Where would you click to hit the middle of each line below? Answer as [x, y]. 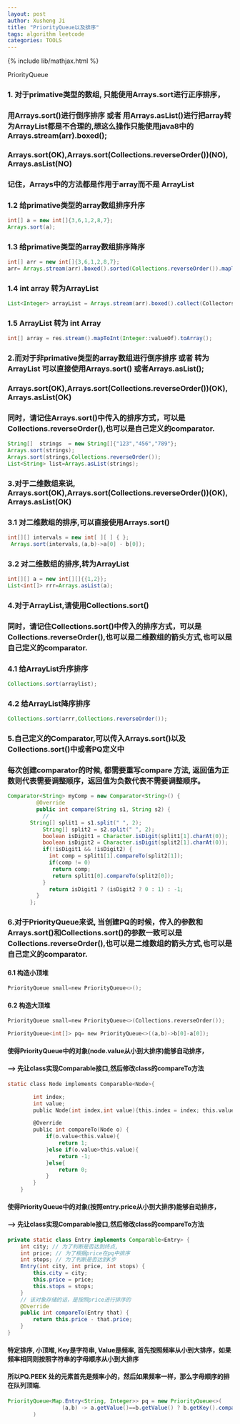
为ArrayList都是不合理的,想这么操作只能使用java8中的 [101, 126]
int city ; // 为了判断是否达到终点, [69, 1246]
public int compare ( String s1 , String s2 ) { [104, 810]
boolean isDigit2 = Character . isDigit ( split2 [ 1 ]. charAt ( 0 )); [135, 843]
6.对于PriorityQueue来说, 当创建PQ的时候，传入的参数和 [105, 922]
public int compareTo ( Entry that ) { [75, 1313]
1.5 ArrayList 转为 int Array [54, 323]
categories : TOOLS [35, 41]
